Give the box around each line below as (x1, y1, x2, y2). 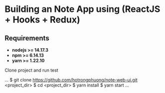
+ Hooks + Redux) (4, 14, 80, 25)
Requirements (4, 34, 49, 42)
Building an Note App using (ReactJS (4, 3, 161, 15)
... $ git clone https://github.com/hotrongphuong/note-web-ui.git (4, 77, 138, 83)
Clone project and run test (4, 67, 58, 73)
